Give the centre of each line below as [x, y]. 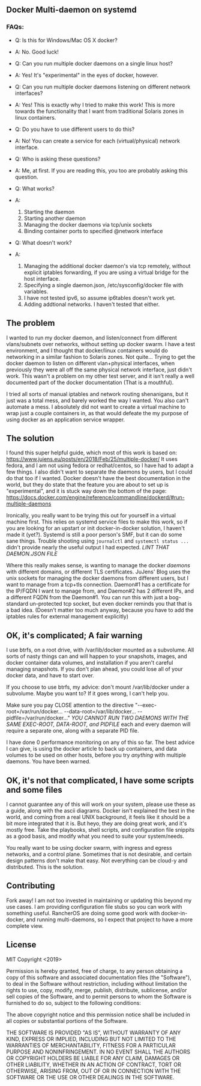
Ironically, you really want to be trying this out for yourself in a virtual [91, 516]
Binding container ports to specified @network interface [93, 231]
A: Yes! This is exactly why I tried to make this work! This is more [95, 105]
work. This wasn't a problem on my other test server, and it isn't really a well [100, 376]
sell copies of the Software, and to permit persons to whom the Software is [99, 996]
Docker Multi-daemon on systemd [71, 10]
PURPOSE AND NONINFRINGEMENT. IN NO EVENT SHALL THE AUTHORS [98, 1052]
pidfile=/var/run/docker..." [38, 718]
